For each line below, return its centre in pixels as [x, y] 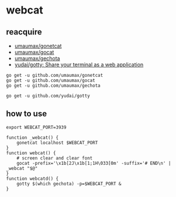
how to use [27, 114]
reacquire [24, 32]
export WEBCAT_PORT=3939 [36, 127]
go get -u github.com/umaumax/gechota [53, 86]
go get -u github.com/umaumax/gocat [51, 80]
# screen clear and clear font [55, 158]
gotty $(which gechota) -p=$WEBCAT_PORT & [69, 184]
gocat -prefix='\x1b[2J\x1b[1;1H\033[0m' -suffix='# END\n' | [94, 163]
